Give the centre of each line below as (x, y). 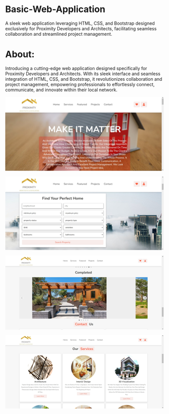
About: (20, 54)
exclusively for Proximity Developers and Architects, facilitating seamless (81, 28)
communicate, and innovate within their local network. (61, 90)
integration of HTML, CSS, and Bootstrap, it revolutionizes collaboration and (84, 79)
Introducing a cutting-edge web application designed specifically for (76, 68)
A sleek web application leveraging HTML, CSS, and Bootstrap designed (80, 23)
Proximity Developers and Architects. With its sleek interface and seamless (83, 74)
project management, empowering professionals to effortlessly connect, (80, 84)
